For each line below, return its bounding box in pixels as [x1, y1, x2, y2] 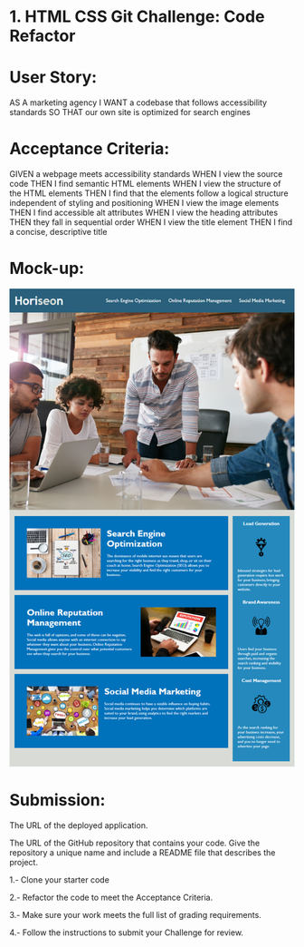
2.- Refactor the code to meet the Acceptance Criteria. [9, 892, 214, 903]
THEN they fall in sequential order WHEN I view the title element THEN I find [9, 217, 293, 228]
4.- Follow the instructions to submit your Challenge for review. [9, 927, 244, 938]
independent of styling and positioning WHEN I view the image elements [9, 198, 280, 209]
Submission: [9, 790, 106, 811]
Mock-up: [9, 259, 84, 278]
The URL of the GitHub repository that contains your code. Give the [9, 837, 261, 849]
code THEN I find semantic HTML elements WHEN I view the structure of [9, 179, 281, 190]
